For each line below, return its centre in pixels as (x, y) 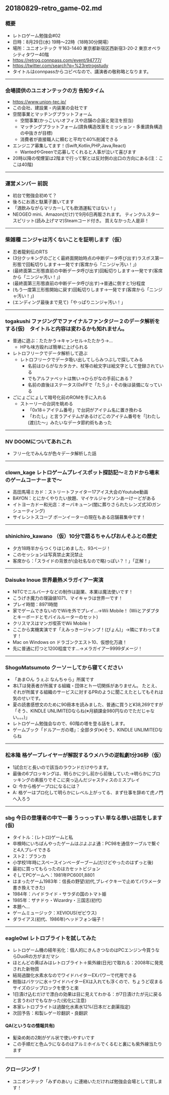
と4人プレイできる (32, 849)
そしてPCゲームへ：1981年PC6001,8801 (53, 875)
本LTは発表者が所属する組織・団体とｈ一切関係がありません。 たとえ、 (86, 686)
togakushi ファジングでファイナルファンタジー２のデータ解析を (82, 321)
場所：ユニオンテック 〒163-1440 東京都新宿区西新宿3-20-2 (75, 48)
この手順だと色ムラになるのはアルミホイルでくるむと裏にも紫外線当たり (87, 1044)
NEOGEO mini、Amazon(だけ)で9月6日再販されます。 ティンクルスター (86, 214)
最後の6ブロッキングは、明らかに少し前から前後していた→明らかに (82, 773)
